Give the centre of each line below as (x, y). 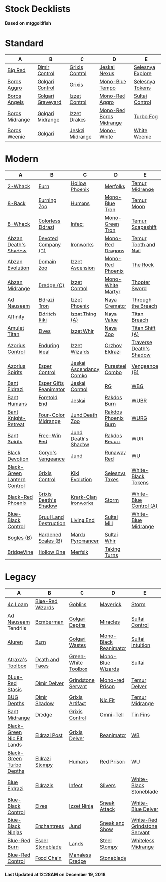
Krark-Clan (84, 497)
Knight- (17, 418)
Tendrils (17, 628)
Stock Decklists (38, 9)
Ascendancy (85, 369)
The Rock (143, 265)
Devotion (18, 459)
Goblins (78, 604)
